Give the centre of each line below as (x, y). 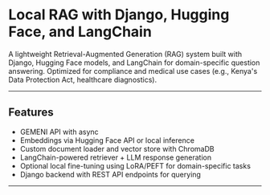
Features (31, 113)
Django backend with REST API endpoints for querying (110, 174)
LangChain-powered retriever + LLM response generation (116, 157)
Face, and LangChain (80, 32)
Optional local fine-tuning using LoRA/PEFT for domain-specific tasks (135, 165)
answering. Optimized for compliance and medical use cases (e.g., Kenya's (133, 71)
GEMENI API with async (59, 132)
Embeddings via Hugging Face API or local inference (107, 140)
